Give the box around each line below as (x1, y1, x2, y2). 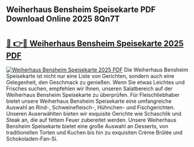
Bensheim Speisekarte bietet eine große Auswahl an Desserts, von (6, 123, 169, 129)
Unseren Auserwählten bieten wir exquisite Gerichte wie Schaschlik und (6, 110, 182, 117)
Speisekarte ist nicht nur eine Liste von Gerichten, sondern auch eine (6, 73, 174, 79)
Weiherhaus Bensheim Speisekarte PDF (6, 5, 156, 15)
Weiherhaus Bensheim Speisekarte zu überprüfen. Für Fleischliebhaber (6, 92, 180, 98)
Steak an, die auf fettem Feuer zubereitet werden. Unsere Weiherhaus (6, 116, 177, 123)
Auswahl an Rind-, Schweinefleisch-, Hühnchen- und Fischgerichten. (6, 104, 176, 111)
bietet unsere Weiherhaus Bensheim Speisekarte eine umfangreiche (6, 97, 172, 104)
